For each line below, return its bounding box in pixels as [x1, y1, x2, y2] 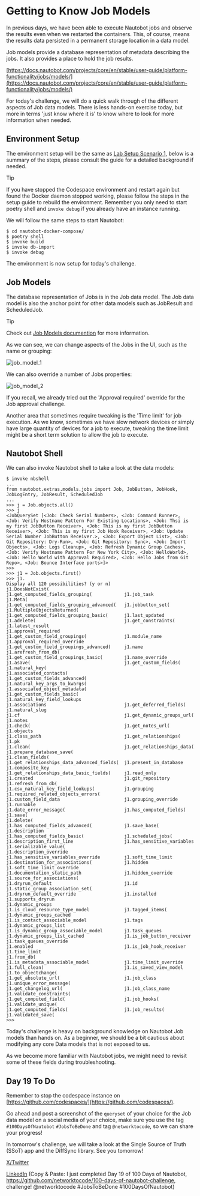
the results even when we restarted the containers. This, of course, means [6, 30, 190, 37]
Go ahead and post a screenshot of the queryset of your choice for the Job [6, 1110, 192, 1117]
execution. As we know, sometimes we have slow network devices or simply [6, 418, 195, 425]
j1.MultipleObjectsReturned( [6, 607, 79, 613]
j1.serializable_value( [6, 844, 66, 850]
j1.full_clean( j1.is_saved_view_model [6, 965, 184, 971]
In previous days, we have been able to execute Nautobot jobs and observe [6, 24, 193, 31]
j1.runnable [6, 802, 36, 808]
